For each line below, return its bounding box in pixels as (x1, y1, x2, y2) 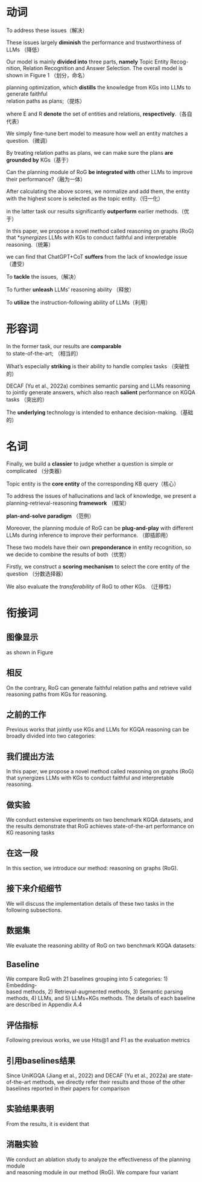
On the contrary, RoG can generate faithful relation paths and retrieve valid (6, 684, 192, 691)
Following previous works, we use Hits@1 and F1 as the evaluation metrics (6, 1036, 190, 1044)
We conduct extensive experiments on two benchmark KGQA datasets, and (6, 816, 194, 823)
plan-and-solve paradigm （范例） (6, 512, 95, 519)
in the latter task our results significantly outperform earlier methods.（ (6, 207, 184, 215)
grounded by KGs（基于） (6, 156, 72, 163)
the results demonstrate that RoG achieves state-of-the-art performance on (6, 823, 194, 830)
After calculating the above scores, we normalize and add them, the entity (6, 187, 190, 195)
